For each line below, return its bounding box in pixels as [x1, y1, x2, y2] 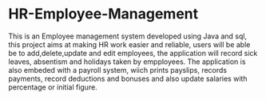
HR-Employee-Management [8, 5, 198, 23]
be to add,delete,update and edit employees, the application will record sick [8, 48, 258, 58]
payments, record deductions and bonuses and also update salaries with [8, 74, 248, 83]
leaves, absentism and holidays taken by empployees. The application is [8, 57, 246, 66]
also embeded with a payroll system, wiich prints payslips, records [8, 65, 228, 74]
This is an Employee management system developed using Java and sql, [8, 31, 248, 41]
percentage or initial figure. [8, 82, 97, 92]
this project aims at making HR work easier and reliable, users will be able [8, 39, 251, 49]
